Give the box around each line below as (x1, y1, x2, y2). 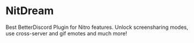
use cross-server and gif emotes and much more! (5, 29, 127, 37)
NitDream (5, 4, 54, 18)
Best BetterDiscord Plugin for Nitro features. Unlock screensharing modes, (5, 24, 189, 31)
